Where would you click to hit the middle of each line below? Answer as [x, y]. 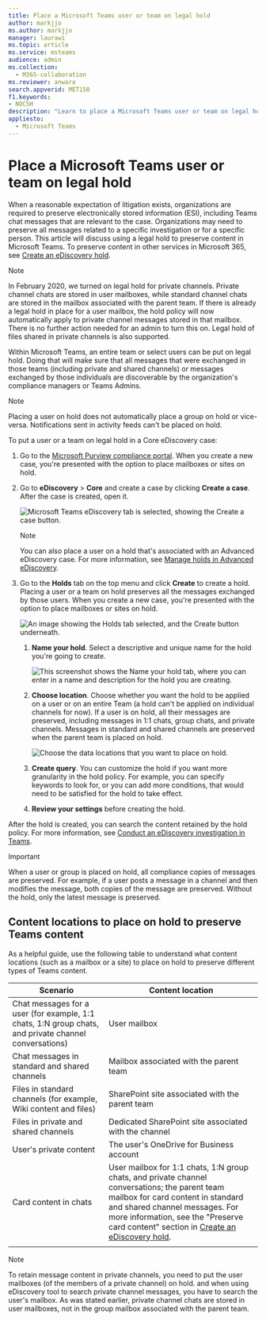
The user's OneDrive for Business [171, 1144]
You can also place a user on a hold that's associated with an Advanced [137, 551]
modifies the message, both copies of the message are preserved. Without [130, 888]
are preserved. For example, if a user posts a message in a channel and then [133, 880]
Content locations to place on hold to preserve [125, 922]
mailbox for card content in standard [176, 1197]
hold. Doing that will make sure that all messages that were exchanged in [127, 360]
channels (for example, [55, 1099]
